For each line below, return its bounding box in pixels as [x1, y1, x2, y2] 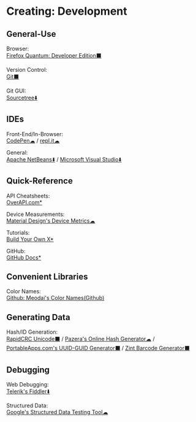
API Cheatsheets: [6, 192, 50, 199]
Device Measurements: [6, 210, 65, 218]
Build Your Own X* [6, 235, 54, 243]
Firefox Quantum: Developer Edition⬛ [6, 52, 102, 59]
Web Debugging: [6, 381, 49, 388]
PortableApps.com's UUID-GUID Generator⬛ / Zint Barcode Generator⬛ [6, 345, 190, 352]
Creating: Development [6, 4, 127, 18]
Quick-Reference [6, 176, 73, 186]
